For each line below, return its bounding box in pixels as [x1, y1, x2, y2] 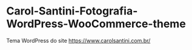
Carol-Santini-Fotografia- [6, 4, 138, 18]
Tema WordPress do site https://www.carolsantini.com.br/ [6, 37, 151, 44]
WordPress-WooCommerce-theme [6, 17, 186, 31]
